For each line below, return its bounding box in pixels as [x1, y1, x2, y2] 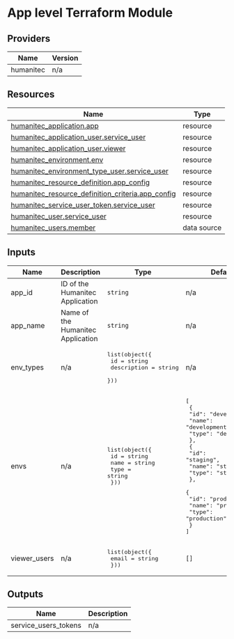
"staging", [185, 456, 221, 464]
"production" [185, 514, 227, 522]
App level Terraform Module [7, 5, 173, 21]
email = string [110, 555, 159, 562]
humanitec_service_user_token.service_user [10, 200, 155, 210]
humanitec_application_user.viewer [10, 143, 126, 153]
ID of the [61, 278, 89, 288]
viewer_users [10, 553, 54, 563]
